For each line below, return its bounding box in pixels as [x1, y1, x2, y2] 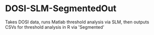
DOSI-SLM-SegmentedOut [5, 3, 117, 14]
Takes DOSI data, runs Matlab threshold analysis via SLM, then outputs [5, 19, 150, 25]
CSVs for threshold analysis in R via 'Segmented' [5, 24, 105, 30]
